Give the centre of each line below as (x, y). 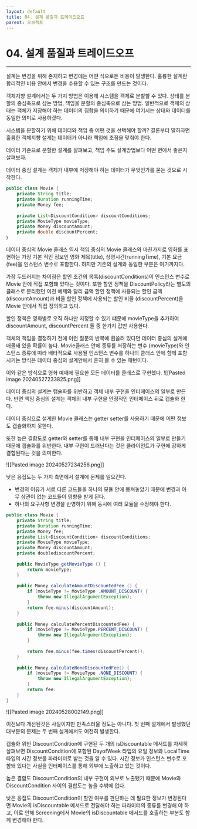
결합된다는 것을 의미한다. (34, 453)
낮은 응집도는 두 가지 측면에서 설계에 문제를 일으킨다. (66, 477)
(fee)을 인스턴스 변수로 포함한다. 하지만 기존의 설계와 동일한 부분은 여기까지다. (95, 264)
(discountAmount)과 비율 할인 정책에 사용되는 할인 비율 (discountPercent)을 (95, 299)
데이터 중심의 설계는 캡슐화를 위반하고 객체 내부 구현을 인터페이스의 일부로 (91, 391)
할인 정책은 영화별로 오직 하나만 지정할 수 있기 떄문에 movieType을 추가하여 (93, 319)
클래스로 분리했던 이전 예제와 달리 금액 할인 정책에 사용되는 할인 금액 (84, 292)
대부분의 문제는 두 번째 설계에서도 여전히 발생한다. (63, 731)
